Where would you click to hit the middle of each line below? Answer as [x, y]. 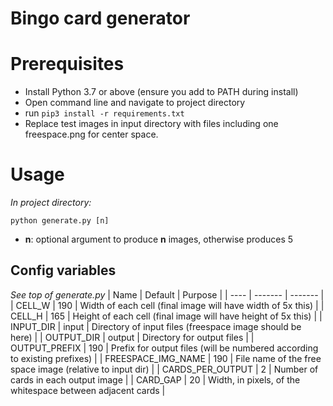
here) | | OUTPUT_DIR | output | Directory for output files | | [132, 337]
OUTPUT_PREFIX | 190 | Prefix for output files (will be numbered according [164, 348]
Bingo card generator [100, 18]
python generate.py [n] [60, 221]
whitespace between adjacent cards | [88, 390]
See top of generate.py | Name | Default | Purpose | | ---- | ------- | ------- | [167, 294]
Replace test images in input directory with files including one [151, 124]
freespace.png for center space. [91, 134]
